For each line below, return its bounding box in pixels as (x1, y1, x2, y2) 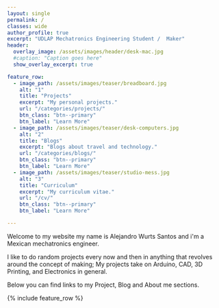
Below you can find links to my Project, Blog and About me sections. (7, 281, 200, 289)
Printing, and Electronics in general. (7, 267, 107, 275)
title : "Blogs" (19, 137, 63, 144)
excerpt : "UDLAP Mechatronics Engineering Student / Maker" (7, 36, 185, 43)
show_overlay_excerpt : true (13, 61, 94, 68)
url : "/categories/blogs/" (19, 150, 96, 157)
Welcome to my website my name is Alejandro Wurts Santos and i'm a (7, 232, 204, 240)
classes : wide (7, 23, 48, 29)
